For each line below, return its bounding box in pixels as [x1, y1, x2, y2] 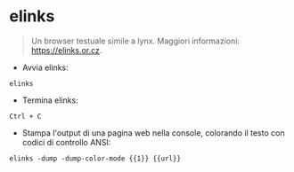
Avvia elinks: [21, 62, 69, 73]
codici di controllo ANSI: [21, 137, 111, 147]
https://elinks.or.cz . [30, 44, 102, 55]
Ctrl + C [9, 112, 42, 121]
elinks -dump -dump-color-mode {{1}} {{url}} [9, 153, 181, 163]
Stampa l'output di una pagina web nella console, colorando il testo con [21, 127, 285, 138]
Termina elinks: [21, 95, 78, 106]
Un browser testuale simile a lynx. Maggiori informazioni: [30, 35, 241, 46]
